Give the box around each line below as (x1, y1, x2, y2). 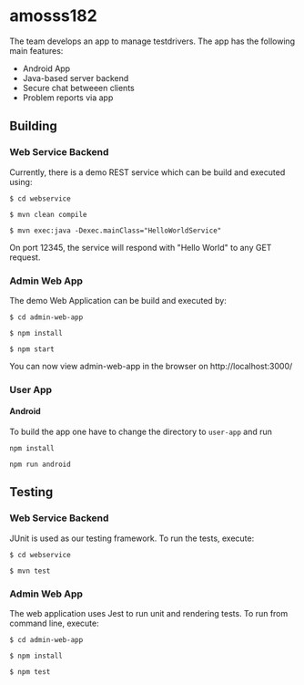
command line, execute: (9, 618, 100, 629)
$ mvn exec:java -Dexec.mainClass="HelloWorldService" (9, 225, 222, 235)
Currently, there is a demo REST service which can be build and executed (9, 166, 286, 178)
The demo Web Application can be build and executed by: (9, 295, 228, 306)
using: (9, 176, 33, 187)
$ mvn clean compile (9, 210, 88, 219)
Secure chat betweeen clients (22, 82, 135, 93)
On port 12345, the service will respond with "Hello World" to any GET (9, 242, 272, 253)
